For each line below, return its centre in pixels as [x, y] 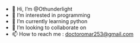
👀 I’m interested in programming [51, 15]
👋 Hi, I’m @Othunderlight [42, 9]
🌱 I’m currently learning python [50, 21]
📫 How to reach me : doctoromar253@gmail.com [73, 34]
